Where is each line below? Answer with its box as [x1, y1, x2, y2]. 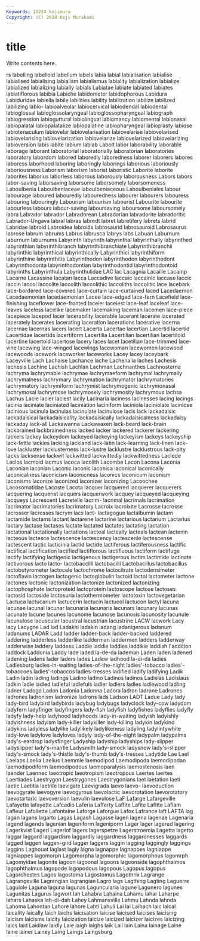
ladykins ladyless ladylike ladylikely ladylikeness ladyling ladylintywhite [6, 725, 181, 732]
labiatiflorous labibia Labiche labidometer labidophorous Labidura [6, 90, 167, 97]
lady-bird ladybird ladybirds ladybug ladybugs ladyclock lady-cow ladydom [6, 700, 192, 707]
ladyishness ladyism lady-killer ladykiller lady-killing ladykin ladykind [6, 719, 175, 726]
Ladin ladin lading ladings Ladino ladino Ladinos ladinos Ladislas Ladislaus [6, 675, 189, 682]
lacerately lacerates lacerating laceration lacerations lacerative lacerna [6, 319, 180, 326]
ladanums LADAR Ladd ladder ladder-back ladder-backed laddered [6, 630, 172, 637]
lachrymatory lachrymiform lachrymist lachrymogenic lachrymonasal [6, 382, 176, 390]
